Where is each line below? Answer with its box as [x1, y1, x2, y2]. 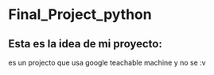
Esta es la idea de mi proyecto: [8, 37, 163, 51]
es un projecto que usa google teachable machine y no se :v [8, 58, 206, 67]
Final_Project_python [8, 6, 153, 24]
